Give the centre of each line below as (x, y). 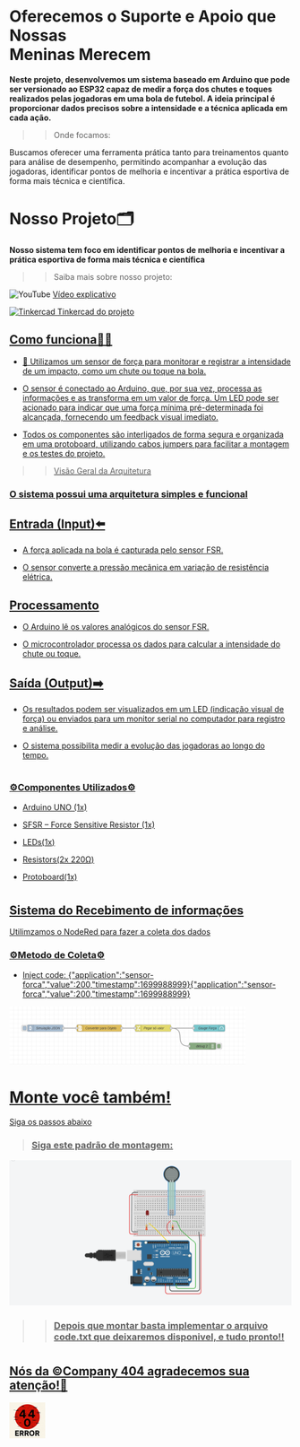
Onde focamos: (82, 135)
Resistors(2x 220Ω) (58, 859)
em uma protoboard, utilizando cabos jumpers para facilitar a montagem (155, 444)
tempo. (35, 755)
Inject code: (44, 974)
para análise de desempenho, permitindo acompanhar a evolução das (138, 161)
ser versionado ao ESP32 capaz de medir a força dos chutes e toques (141, 89)
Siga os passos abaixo (51, 1122)
